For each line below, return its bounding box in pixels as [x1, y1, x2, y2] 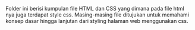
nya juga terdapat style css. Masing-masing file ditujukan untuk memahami [5, 11, 190, 18]
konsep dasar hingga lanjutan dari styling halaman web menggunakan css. [5, 18, 188, 24]
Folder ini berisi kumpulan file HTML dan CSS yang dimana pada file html [5, 5, 185, 12]
